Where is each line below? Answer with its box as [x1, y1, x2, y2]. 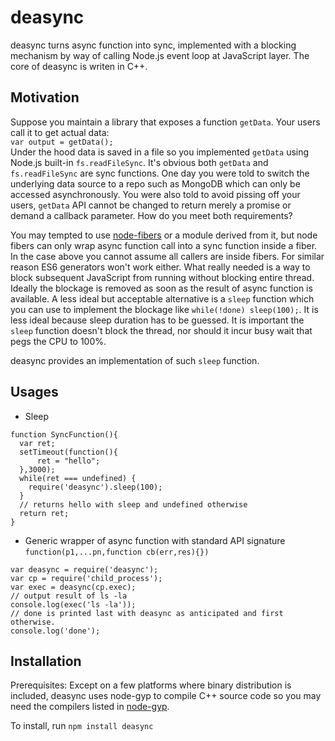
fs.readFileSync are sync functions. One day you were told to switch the [10, 167, 310, 179]
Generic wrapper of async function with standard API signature [24, 534, 286, 546]
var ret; [19, 438, 56, 448]
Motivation [10, 89, 80, 106]
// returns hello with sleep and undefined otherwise [19, 499, 248, 510]
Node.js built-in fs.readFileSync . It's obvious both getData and [10, 156, 269, 168]
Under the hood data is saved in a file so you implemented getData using [10, 146, 310, 158]
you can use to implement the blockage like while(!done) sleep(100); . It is [10, 303, 319, 315]
